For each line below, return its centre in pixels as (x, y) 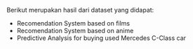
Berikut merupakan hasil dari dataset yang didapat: (80, 10)
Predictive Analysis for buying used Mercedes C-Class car (101, 38)
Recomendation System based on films (73, 23)
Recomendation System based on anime (75, 31)
